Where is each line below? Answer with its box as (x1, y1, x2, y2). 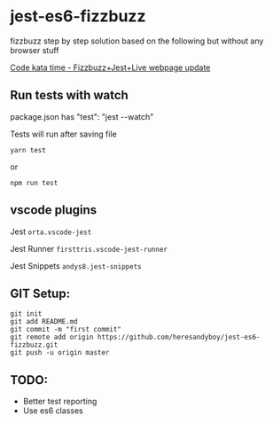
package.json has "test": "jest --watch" (10, 111, 154, 121)
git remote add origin (10, 333, 94, 342)
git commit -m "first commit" (10, 325, 122, 334)
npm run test (10, 178, 58, 187)
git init (10, 309, 43, 318)
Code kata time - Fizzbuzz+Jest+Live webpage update (10, 62, 211, 73)
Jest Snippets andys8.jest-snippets (10, 260, 142, 271)
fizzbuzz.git (10, 341, 58, 349)
